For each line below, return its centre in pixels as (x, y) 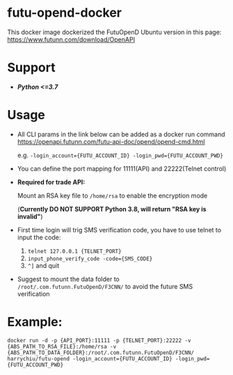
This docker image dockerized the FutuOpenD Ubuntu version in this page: (114, 32)
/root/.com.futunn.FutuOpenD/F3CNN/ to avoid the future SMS (105, 286)
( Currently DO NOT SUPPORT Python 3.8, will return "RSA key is (112, 209)
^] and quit (43, 265)
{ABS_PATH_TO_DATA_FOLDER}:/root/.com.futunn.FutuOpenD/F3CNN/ (101, 353)
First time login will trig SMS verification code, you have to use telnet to (119, 230)
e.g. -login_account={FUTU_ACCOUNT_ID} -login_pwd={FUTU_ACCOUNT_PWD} (120, 155)
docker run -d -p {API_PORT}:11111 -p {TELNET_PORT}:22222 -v (99, 340)
